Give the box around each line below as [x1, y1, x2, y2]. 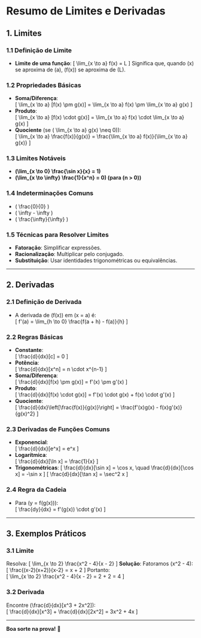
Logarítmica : [14, 452, 48, 459]
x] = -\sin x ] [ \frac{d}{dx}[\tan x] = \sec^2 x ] [14, 471, 129, 478]
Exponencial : [14, 439, 48, 446]
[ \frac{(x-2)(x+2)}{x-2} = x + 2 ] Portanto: [6, 567, 110, 574]
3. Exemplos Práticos [6, 529, 87, 539]
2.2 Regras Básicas [6, 333, 63, 341]
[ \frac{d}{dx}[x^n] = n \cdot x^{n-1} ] [14, 366, 107, 373]
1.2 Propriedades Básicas [6, 81, 82, 89]
